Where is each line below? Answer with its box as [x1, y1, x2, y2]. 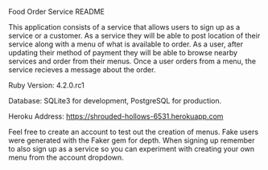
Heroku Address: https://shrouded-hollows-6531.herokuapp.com [8, 111, 224, 121]
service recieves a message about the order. [8, 65, 156, 75]
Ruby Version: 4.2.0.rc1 [8, 80, 85, 90]
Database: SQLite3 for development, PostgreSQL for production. [8, 96, 222, 105]
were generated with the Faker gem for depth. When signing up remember [8, 136, 255, 145]
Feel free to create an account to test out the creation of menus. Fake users [8, 127, 259, 136]
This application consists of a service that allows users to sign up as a [8, 22, 241, 31]
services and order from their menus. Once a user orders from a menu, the [8, 56, 256, 66]
